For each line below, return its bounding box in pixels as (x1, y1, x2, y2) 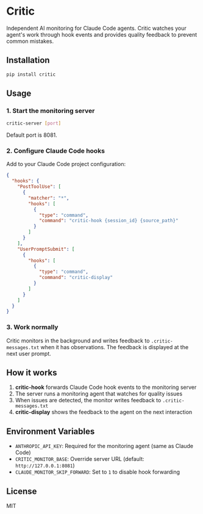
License (6, 486, 37, 496)
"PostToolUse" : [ (17, 184, 62, 190)
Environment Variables (6, 426, 95, 436)
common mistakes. (6, 37, 54, 45)
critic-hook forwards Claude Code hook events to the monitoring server (15, 383, 197, 391)
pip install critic (6, 71, 56, 78)
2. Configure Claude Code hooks (6, 147, 105, 155)
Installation (6, 55, 50, 65)
